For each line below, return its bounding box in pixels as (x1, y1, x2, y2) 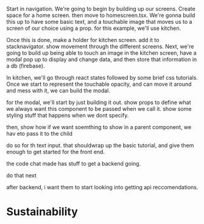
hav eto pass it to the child (6, 130, 73, 137)
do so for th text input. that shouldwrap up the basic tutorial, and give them (6, 142, 194, 149)
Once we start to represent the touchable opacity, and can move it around (6, 80, 192, 88)
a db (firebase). (6, 62, 45, 69)
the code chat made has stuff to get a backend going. (6, 160, 141, 167)
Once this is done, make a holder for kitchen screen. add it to (6, 37, 160, 43)
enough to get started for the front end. (6, 149, 105, 155)
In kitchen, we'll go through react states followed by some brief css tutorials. (6, 74, 198, 81)
